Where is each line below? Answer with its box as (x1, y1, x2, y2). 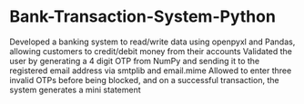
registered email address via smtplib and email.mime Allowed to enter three (9, 65, 292, 76)
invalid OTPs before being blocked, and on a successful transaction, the (9, 74, 279, 85)
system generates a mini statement (9, 84, 141, 95)
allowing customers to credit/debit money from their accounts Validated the (9, 45, 293, 56)
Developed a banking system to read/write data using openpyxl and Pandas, (9, 36, 296, 47)
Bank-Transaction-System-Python (9, 6, 276, 27)
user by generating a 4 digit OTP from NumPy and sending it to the (9, 55, 260, 66)
